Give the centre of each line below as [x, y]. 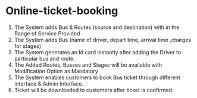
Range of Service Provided [47, 33]
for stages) [28, 46]
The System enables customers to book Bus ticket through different [97, 77]
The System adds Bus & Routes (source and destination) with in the [97, 27]
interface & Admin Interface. [49, 83]
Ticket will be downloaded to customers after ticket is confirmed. [94, 90]
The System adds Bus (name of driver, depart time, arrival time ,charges [103, 40]
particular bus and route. [44, 58]
